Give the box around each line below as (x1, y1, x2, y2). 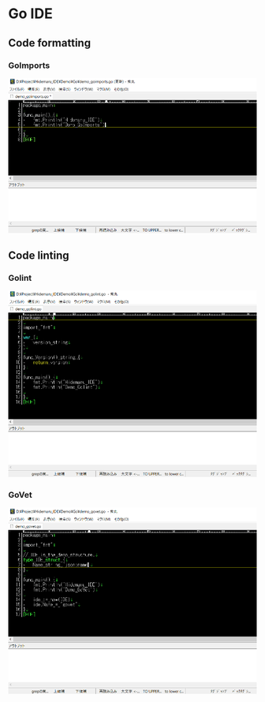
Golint (8, 272, 32, 283)
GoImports (8, 60, 50, 71)
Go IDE (8, 5, 53, 23)
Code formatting (8, 36, 91, 50)
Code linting (8, 248, 69, 262)
